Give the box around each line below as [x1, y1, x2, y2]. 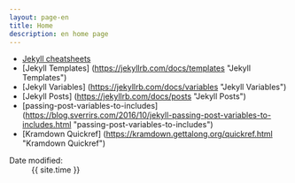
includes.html [21, 119, 72, 130]
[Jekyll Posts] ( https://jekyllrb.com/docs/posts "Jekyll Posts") [21, 91, 246, 102]
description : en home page [9, 29, 109, 38]
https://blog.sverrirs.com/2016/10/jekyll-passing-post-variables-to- [25, 110, 272, 120]
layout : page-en [9, 12, 69, 22]
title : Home [9, 21, 53, 30]
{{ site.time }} [31, 164, 81, 175]
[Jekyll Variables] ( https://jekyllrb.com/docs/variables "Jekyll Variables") [21, 81, 287, 93]
